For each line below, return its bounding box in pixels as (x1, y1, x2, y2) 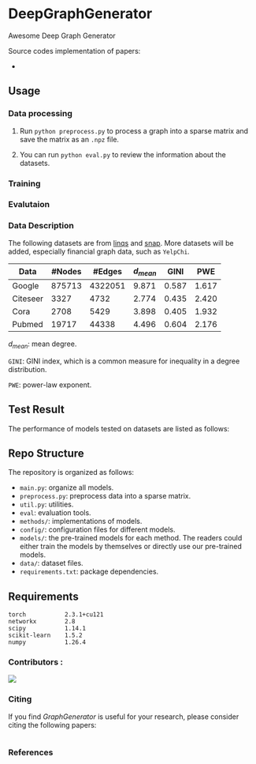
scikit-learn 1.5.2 (8, 631, 83, 640)
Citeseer (12, 293, 44, 304)
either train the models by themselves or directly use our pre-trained (19, 542, 243, 551)
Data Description (8, 220, 75, 231)
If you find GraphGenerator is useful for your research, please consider (8, 712, 239, 721)
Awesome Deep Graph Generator (8, 31, 116, 40)
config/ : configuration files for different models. (19, 525, 176, 534)
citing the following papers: (8, 720, 97, 729)
